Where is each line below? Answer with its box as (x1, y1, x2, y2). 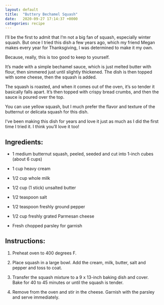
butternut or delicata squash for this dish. (5, 109, 89, 115)
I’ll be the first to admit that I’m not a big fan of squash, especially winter (5, 34, 151, 40)
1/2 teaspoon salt (12, 194, 48, 200)
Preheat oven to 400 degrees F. (12, 250, 77, 256)
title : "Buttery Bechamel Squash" (5, 12, 78, 17)
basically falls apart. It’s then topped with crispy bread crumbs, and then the (5, 89, 159, 95)
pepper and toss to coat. (12, 265, 62, 271)
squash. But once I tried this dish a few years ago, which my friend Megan (5, 40, 156, 46)
